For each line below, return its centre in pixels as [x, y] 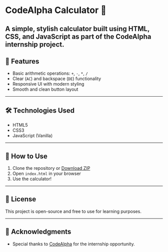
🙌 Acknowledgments [38, 232]
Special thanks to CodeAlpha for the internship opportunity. [73, 244]
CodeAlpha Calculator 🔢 [56, 10]
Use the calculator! [32, 179]
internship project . [35, 44]
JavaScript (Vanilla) [32, 136]
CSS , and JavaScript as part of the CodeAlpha [78, 36]
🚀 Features [22, 61]
